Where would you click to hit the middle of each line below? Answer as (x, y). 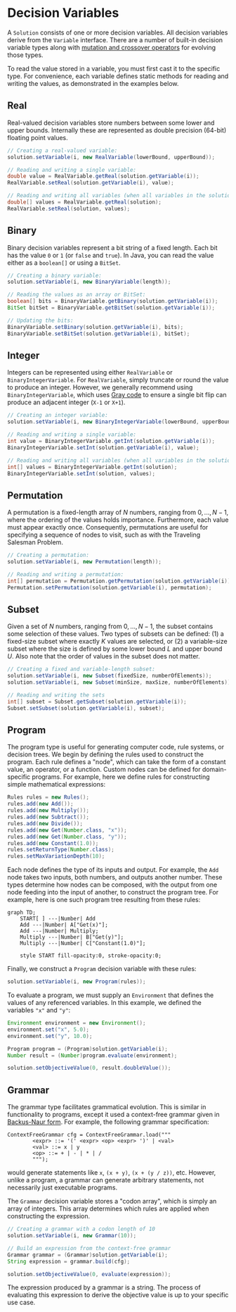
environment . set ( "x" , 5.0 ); (48, 1030)
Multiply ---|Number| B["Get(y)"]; (72, 937)
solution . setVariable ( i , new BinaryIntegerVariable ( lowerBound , (103, 422)
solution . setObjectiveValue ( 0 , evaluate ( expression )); (89, 1274)
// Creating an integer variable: (58, 416)
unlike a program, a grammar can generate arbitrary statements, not (106, 1180)
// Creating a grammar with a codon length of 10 (81, 1229)
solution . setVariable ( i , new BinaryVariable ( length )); (89, 282)
